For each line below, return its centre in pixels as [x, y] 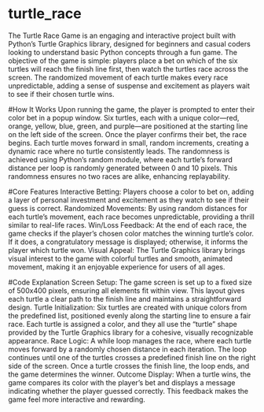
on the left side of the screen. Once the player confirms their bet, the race [128, 134]
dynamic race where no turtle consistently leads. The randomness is [119, 151]
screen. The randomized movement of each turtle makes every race [118, 77]
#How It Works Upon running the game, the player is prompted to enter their [132, 109]
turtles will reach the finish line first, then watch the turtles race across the [128, 69]
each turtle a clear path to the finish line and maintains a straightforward [125, 299]
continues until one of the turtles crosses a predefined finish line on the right [132, 357]
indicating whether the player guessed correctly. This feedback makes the [128, 391]
